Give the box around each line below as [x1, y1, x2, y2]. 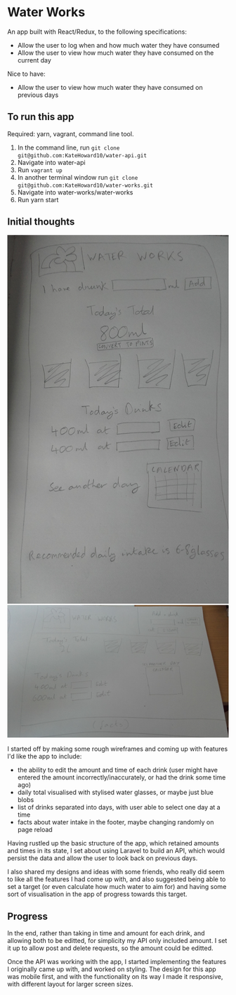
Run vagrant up [17, 166, 63, 174]
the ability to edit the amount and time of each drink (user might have [17, 766, 218, 775]
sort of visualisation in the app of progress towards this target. [7, 890, 188, 899]
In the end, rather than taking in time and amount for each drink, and [7, 929, 205, 937]
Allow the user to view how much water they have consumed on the [17, 48, 214, 57]
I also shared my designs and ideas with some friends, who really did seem [7, 868, 225, 876]
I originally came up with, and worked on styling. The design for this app [7, 965, 216, 973]
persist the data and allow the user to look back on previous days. [7, 854, 198, 862]
